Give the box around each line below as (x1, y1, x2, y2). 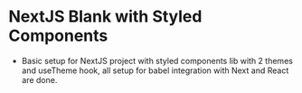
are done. (21, 74, 58, 85)
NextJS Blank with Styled (8, 6, 203, 27)
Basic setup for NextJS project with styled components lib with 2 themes (21, 55, 293, 66)
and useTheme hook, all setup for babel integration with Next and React (21, 65, 289, 76)
